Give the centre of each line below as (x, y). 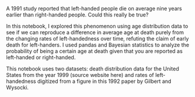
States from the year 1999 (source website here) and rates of (80, 75)
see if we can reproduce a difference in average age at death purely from (95, 32)
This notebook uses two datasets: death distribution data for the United (93, 69)
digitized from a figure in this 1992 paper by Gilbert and (105, 81)
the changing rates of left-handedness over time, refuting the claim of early (97, 39)
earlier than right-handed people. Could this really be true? (77, 15)
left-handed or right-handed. (41, 57)
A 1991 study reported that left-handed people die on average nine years (94, 9)
